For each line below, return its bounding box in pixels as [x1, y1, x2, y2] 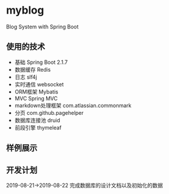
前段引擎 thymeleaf [14, 124, 62, 131]
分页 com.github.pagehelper [14, 109, 84, 116]
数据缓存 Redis [14, 66, 51, 73]
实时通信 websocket [14, 80, 64, 88]
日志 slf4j [14, 73, 37, 80]
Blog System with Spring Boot [6, 23, 79, 30]
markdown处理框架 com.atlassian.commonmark [14, 102, 132, 109]
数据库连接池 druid [14, 117, 60, 124]
